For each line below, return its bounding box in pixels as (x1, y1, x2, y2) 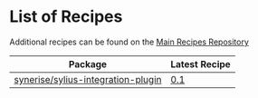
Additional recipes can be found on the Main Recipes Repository (9, 36, 249, 47)
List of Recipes (9, 6, 123, 27)
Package (68, 57, 107, 70)
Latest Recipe (170, 57, 231, 70)
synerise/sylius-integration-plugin (14, 73, 162, 85)
